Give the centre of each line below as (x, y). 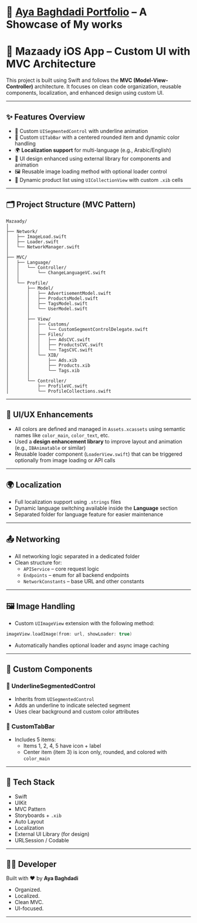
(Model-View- (151, 80)
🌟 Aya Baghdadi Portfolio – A (77, 12)
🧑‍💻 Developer (31, 864)
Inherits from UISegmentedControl (55, 699)
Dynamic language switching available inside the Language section (96, 508)
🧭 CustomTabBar (30, 726)
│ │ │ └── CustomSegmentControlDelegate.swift (77, 329)
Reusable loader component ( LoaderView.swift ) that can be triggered (98, 454)
